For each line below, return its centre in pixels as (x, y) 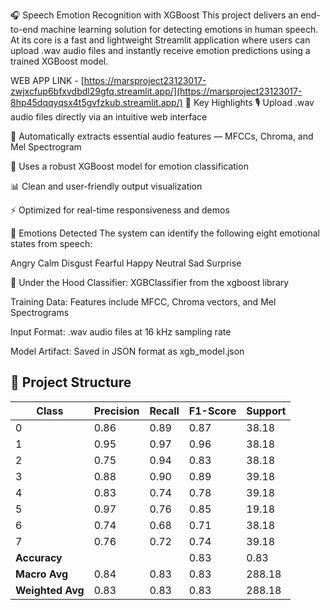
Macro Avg (42, 574)
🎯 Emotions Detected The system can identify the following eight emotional (165, 233)
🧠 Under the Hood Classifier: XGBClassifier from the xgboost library (150, 282)
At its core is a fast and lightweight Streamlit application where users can (160, 40)
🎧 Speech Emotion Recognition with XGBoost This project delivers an (154, 15)
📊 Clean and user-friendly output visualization (106, 186)
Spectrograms (40, 312)
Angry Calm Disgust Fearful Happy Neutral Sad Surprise (126, 263)
